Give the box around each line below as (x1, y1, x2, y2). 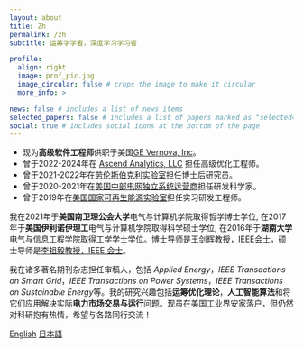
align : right (17, 63, 67, 72)
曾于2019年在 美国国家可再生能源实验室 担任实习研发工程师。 (22, 192, 246, 203)
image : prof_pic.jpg (17, 71, 95, 81)
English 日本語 (9, 328, 63, 339)
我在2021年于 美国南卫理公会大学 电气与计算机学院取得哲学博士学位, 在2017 (9, 211, 287, 222)
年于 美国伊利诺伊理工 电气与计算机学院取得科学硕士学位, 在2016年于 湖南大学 (9, 223, 293, 234)
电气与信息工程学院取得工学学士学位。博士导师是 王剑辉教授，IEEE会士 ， (9, 234, 280, 244)
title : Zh (9, 22, 47, 31)
